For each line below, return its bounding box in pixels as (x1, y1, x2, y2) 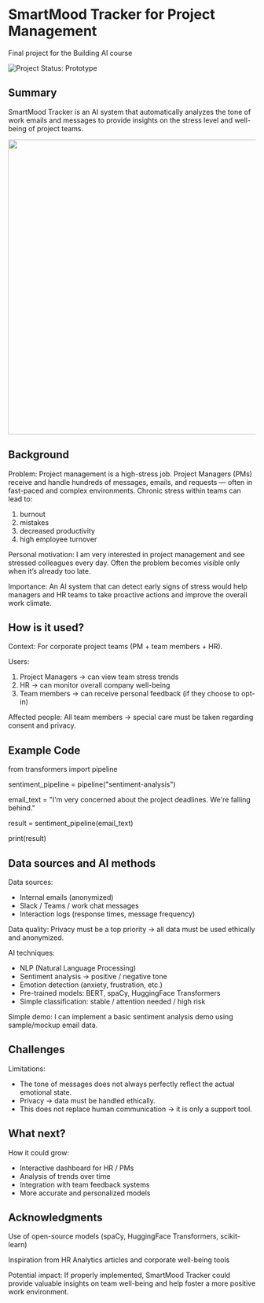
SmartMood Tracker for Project (8, 6, 216, 24)
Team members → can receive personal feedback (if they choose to (19, 689, 240, 699)
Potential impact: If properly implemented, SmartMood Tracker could (8, 1271, 230, 1280)
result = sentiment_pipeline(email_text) (8, 819, 134, 828)
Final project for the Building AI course (8, 48, 133, 57)
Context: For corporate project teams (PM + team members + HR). (8, 642, 223, 651)
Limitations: (8, 1063, 46, 1074)
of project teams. (27, 123, 84, 133)
